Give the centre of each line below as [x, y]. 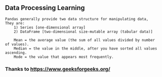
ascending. [16, 52]
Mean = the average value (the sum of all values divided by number [84, 40]
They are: [15, 23]
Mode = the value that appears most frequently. [64, 57]
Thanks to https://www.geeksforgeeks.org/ [58, 69]
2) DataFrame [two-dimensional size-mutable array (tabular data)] [83, 32]
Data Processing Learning [45, 8]
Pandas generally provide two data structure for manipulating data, [77, 19]
